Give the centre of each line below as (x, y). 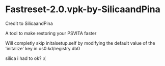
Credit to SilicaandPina (29, 23)
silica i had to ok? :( (25, 58)
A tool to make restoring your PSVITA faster (51, 33)
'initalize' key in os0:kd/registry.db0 (43, 48)
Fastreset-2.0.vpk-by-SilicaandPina (83, 9)
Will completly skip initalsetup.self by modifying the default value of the (80, 43)
